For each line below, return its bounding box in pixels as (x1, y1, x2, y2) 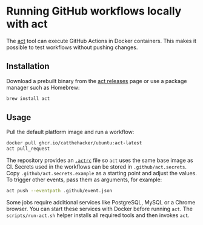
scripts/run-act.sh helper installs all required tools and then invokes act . (6, 212, 190, 219)
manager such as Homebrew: (6, 84, 80, 91)
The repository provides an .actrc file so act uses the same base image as (6, 156, 193, 164)
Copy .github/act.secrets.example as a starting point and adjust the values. (6, 170, 197, 177)
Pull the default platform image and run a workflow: (6, 129, 135, 136)
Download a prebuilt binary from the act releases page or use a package (6, 77, 187, 84)
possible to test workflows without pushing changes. (6, 44, 138, 51)
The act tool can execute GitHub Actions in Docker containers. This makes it (6, 37, 197, 44)
